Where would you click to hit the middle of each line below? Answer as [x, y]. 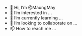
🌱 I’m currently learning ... [36, 18]
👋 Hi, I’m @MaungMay [33, 8]
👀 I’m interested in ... [31, 13]
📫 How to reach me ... [33, 28]
